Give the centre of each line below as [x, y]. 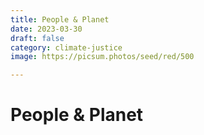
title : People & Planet [60, 19]
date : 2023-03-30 [46, 29]
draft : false [37, 38]
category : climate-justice [66, 47]
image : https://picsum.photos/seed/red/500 [102, 57]
